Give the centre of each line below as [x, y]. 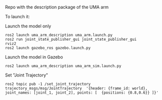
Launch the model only [28, 26]
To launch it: [18, 16]
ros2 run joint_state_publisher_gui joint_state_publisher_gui [71, 39]
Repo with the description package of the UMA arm [57, 7]
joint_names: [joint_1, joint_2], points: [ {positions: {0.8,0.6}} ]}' [82, 93]
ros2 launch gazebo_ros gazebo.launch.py [48, 48]
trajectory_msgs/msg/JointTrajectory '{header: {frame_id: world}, [76, 88]
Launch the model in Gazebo [34, 57]
